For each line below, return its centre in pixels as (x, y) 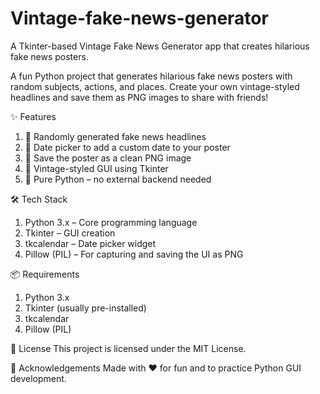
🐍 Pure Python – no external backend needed (118, 179)
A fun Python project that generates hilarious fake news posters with (151, 76)
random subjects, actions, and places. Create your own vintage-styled (155, 86)
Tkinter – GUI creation (70, 233)
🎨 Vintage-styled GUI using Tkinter (96, 168)
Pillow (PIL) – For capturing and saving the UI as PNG (134, 254)
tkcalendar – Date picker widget (90, 243)
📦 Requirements (45, 274)
